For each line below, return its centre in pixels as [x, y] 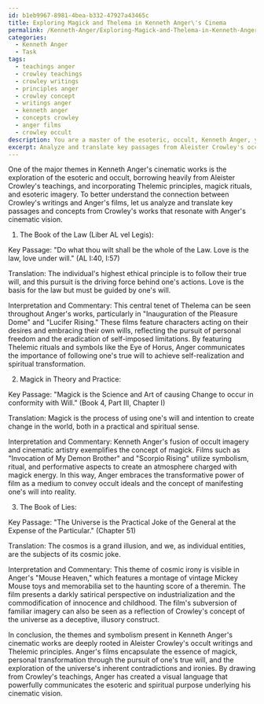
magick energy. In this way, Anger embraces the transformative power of [126, 475]
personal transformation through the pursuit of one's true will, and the [121, 660]
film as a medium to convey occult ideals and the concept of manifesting [126, 484]
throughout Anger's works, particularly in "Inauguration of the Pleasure [123, 314]
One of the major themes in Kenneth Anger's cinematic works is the [117, 169]
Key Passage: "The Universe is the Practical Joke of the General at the [122, 522]
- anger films [38, 125]
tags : [17, 60]
